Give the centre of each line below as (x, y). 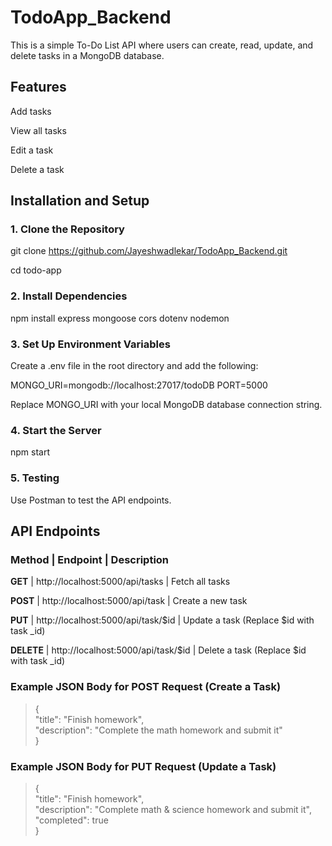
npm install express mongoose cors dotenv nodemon (120, 318)
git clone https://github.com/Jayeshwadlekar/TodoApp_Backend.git (149, 251)
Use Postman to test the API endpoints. (91, 500)
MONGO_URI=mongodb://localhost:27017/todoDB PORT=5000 (139, 385)
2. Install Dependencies (69, 296)
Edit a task (32, 150)
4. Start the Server (56, 430)
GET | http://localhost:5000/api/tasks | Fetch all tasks (120, 582)
